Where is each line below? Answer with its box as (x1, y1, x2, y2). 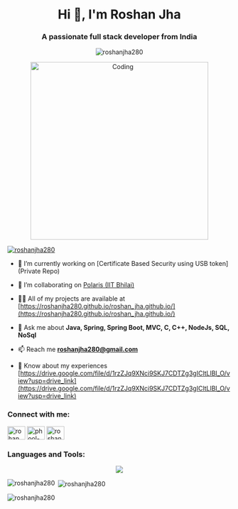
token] (209, 259, 229, 268)
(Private (17, 267, 41, 276)
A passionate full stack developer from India (41, 32, 198, 42)
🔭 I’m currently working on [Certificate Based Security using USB (17, 259, 208, 268)
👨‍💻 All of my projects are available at (17, 294, 126, 303)
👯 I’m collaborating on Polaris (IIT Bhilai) (17, 281, 135, 289)
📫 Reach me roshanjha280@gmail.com (17, 345, 139, 354)
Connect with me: (7, 409, 70, 419)
